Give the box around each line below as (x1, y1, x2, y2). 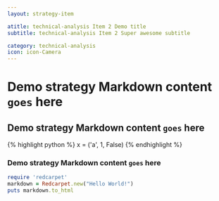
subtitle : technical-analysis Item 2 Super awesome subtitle (7, 30, 191, 37)
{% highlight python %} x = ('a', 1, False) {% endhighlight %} (7, 141, 183, 149)
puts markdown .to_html (7, 187, 74, 194)
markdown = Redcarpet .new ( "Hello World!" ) (7, 181, 134, 188)
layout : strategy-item (7, 10, 74, 18)
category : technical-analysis (7, 42, 96, 49)
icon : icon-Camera (7, 48, 61, 56)
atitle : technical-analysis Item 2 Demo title (7, 22, 146, 30)
